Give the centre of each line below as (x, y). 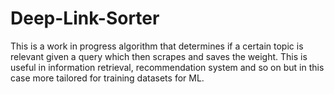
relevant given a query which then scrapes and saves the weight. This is (159, 56)
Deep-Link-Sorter (85, 18)
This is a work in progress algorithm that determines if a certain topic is (157, 46)
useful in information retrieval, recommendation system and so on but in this (167, 67)
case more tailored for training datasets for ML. (107, 78)
